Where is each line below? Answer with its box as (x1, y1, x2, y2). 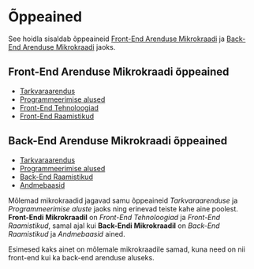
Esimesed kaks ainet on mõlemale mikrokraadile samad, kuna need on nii (8, 245, 246, 254)
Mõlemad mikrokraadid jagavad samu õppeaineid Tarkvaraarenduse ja (8, 196, 238, 205)
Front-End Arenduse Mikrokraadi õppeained (8, 65, 230, 79)
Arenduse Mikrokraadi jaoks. (22, 42, 116, 51)
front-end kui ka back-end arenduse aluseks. (8, 252, 155, 262)
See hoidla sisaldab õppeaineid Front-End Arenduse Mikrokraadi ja (8, 34, 225, 43)
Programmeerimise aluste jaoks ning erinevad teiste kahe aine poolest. (8, 204, 239, 213)
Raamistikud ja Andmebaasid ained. (8, 229, 125, 238)
